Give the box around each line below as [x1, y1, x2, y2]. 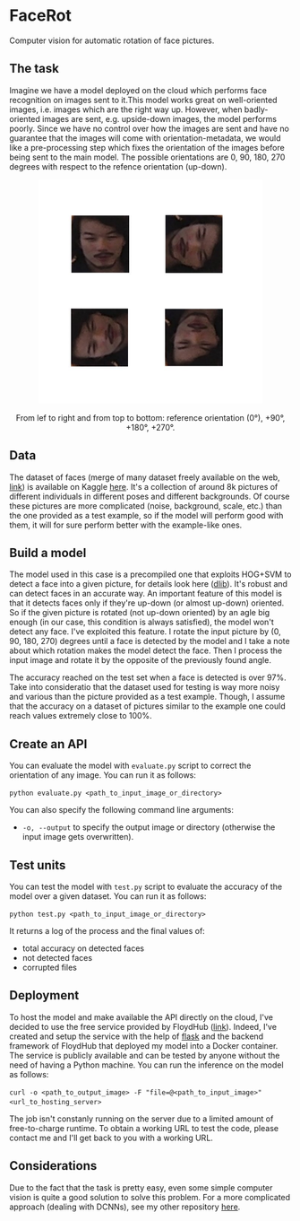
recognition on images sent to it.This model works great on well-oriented [9, 94, 278, 105]
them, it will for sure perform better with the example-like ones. [9, 519, 243, 530]
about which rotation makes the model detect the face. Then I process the [9, 645, 283, 656]
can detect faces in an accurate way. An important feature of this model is [9, 589, 282, 599]
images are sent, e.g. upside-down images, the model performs [41, 113, 278, 124]
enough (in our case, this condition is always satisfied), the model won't [9, 616, 275, 628]
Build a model [9, 545, 87, 561]
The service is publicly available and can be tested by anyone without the [9, 1050, 280, 1060]
